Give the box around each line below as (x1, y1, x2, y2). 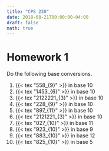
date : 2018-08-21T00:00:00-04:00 (6, 14, 89, 20)
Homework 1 (6, 51, 69, 64)
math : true (6, 25, 34, 31)
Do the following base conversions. (6, 70, 93, 78)
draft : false (6, 20, 39, 25)
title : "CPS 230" (6, 8, 49, 15)
